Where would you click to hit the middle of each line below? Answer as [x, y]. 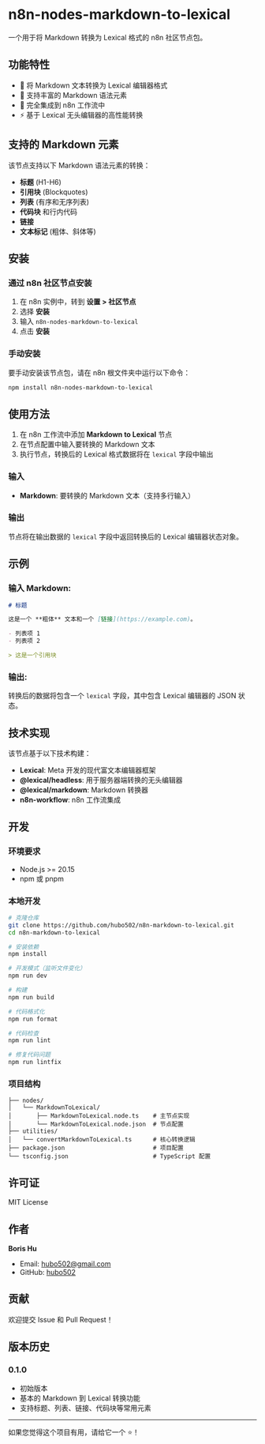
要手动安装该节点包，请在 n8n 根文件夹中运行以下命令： [99, 372]
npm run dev [28, 976]
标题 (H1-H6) [40, 182]
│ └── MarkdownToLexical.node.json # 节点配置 [96, 1124]
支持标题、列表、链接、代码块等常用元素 [85, 1408]
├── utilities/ [33, 1131]
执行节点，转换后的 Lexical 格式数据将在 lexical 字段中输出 [116, 454]
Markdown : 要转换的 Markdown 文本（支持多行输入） [107, 495]
